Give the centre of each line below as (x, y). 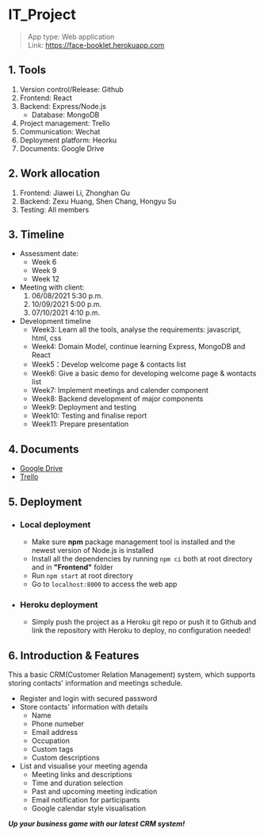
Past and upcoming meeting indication (94, 791)
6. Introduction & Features (74, 655)
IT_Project (42, 15)
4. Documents (44, 449)
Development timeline (55, 321)
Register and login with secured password (88, 698)
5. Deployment (45, 502)
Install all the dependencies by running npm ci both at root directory (142, 558)
